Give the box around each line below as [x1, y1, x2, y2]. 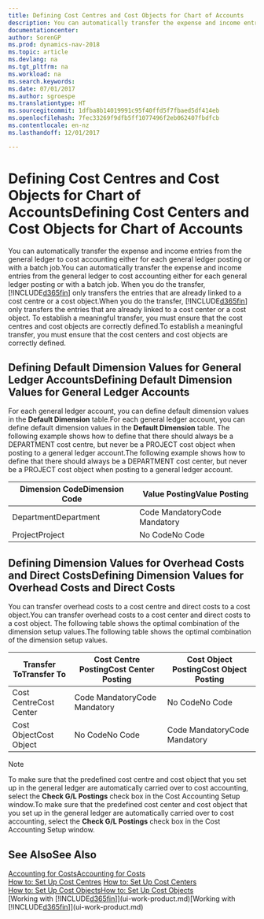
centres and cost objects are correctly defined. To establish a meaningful [8, 321, 244, 331]
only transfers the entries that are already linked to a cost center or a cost [8, 304, 247, 314]
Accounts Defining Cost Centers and [8, 203, 250, 221]
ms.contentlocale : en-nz [8, 121, 90, 129]
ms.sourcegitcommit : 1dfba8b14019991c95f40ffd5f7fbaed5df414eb [8, 107, 220, 115]
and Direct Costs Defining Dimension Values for [8, 568, 244, 582]
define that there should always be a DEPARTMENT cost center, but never [8, 456, 247, 466]
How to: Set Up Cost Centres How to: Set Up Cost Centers [8, 877, 197, 887]
